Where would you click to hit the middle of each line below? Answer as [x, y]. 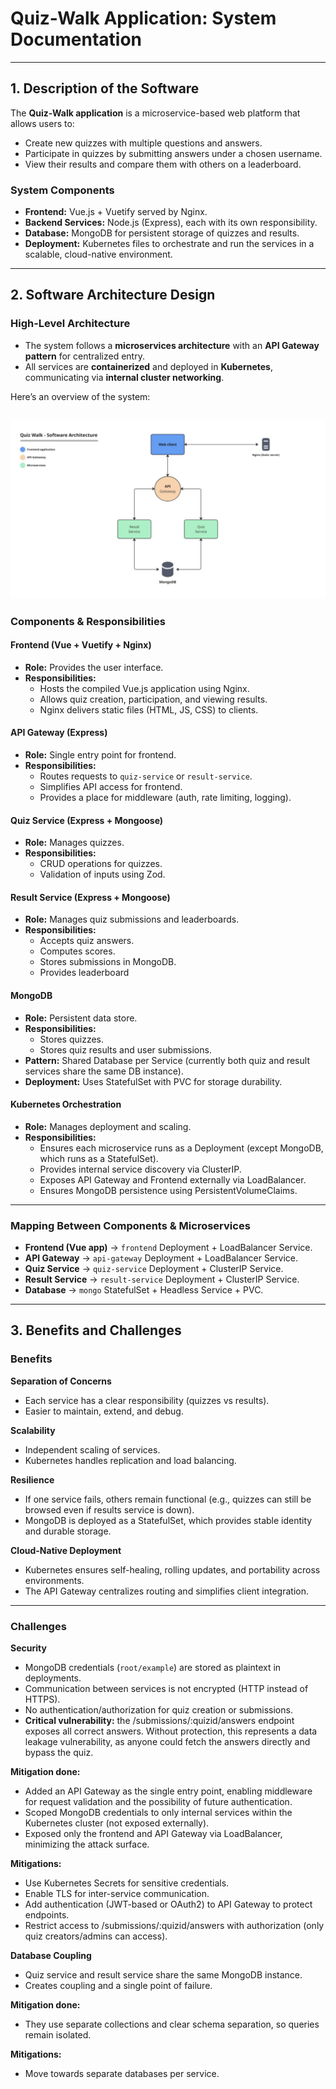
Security [28, 1648]
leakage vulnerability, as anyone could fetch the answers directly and [167, 1742]
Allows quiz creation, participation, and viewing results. [153, 699]
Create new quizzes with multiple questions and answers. [143, 143]
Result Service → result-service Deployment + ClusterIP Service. [162, 1279]
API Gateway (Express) [59, 733]
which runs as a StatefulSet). [99, 1158]
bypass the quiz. [59, 1753]
